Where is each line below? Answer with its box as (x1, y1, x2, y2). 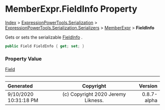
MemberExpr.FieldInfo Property (5, 3, 137, 15)
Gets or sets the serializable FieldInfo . (5, 34, 82, 40)
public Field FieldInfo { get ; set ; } (5, 44, 84, 48)
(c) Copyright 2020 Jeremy (62, 91, 126, 98)
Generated (7, 83, 33, 89)
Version (138, 83, 158, 89)
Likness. (84, 97, 104, 104)
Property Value (5, 55, 42, 62)
